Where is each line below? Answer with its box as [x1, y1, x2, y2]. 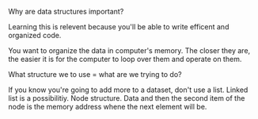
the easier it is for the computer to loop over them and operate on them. [8, 55, 242, 63]
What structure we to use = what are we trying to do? [8, 70, 182, 79]
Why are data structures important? [8, 7, 124, 16]
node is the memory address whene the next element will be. [8, 102, 207, 111]
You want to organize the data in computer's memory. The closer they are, [8, 46, 251, 55]
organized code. [8, 31, 62, 40]
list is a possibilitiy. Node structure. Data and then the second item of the [8, 94, 245, 102]
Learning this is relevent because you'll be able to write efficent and [8, 22, 230, 31]
